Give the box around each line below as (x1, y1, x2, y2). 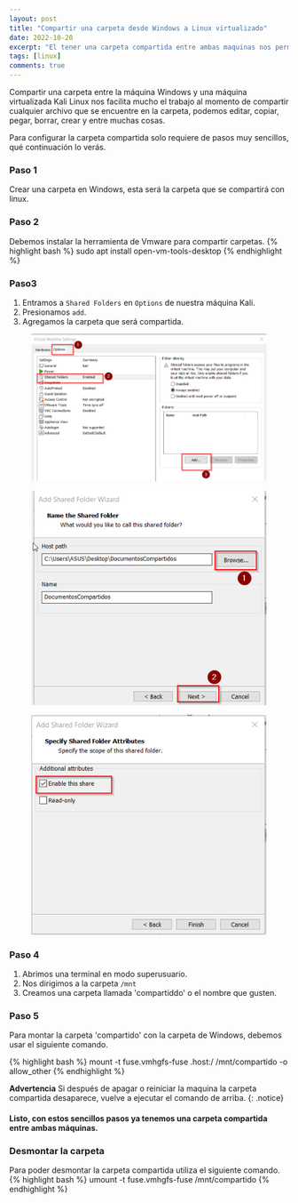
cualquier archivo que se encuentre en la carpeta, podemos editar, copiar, (9, 106, 279, 116)
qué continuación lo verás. (9, 142, 106, 152)
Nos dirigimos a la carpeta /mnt (21, 978, 137, 989)
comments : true (9, 61, 66, 70)
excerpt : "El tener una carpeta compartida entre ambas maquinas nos (9, 43, 272, 52)
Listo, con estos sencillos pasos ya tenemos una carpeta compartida (9, 1112, 268, 1124)
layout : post (9, 14, 58, 23)
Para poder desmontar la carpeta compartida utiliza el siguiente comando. (9, 1165, 281, 1175)
